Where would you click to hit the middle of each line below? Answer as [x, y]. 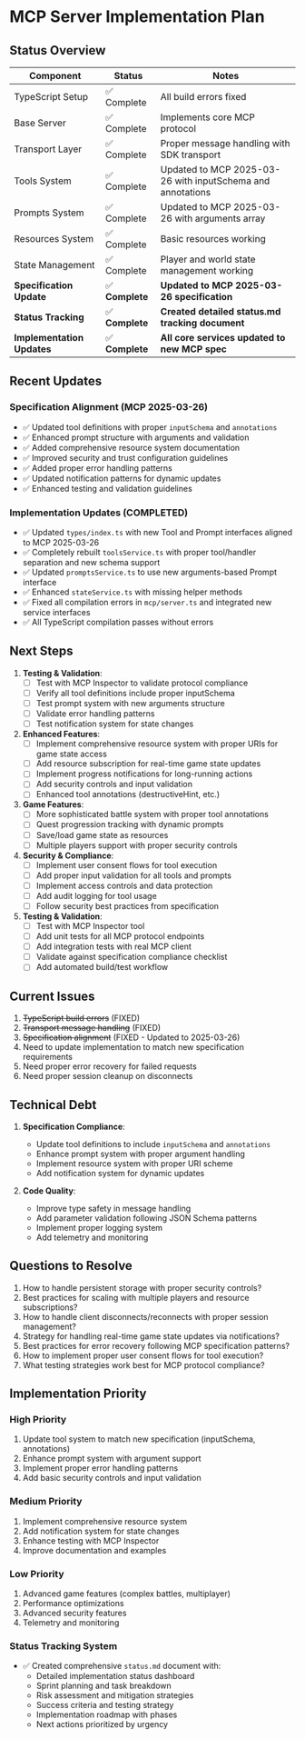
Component [55, 76]
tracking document [202, 323]
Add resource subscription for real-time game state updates [148, 764]
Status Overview [58, 50]
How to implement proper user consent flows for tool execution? [143, 1355]
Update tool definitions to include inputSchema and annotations [153, 1144]
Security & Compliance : [68, 855]
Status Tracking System [64, 1645]
